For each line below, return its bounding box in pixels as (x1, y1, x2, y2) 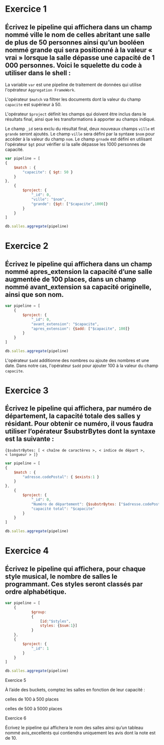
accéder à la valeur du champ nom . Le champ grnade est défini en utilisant (5, 136, 152, 142)
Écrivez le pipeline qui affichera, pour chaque (5, 564, 146, 573)
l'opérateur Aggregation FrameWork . (5, 87, 76, 92)
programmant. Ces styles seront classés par (5, 580, 143, 588)
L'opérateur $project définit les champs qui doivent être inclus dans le (5, 111, 146, 117)
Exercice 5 (5, 677, 26, 683)
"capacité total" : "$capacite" (31, 506, 95, 511)
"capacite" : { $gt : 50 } (22, 170, 73, 175)
